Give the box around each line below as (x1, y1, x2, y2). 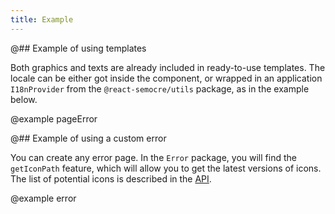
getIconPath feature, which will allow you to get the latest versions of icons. (10, 162, 322, 174)
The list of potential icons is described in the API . (10, 172, 212, 185)
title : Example (10, 14, 74, 25)
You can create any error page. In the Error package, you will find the (10, 151, 297, 163)
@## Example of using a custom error (10, 132, 167, 144)
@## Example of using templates (10, 42, 147, 54)
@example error (10, 192, 77, 204)
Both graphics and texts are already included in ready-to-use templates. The (10, 61, 326, 73)
